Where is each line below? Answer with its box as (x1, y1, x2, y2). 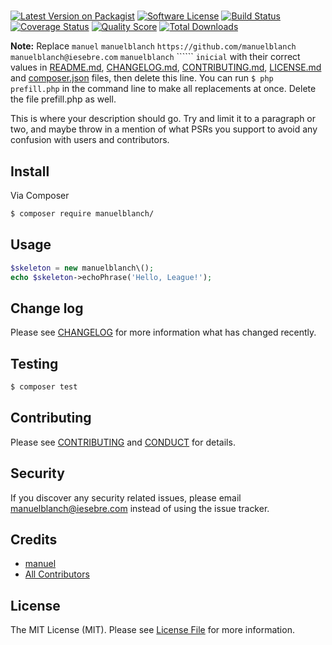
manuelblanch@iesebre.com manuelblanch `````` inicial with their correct (10, 51, 301, 63)
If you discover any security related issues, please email (10, 491, 242, 504)
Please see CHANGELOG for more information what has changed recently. (10, 326, 317, 339)
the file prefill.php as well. (10, 93, 117, 105)
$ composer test (10, 382, 78, 392)
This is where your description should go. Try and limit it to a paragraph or (10, 113, 317, 125)
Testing (10, 355, 59, 372)
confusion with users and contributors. (10, 134, 170, 146)
